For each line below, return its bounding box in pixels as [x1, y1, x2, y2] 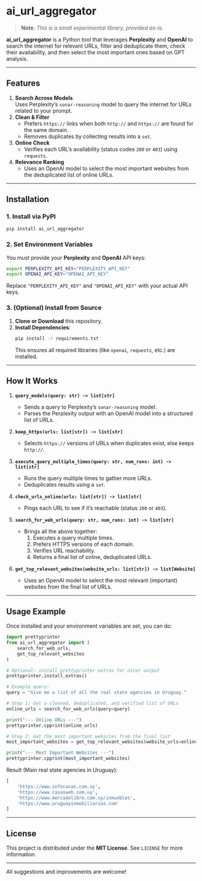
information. [6, 851, 37, 858]
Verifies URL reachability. [32, 547, 96, 554]
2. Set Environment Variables [6, 240, 93, 248]
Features [6, 78, 40, 89]
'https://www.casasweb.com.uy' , [17, 789, 98, 795]
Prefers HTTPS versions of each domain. [32, 541, 134, 548]
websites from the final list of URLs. [23, 583, 112, 590]
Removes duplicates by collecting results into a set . [23, 133, 152, 140]
